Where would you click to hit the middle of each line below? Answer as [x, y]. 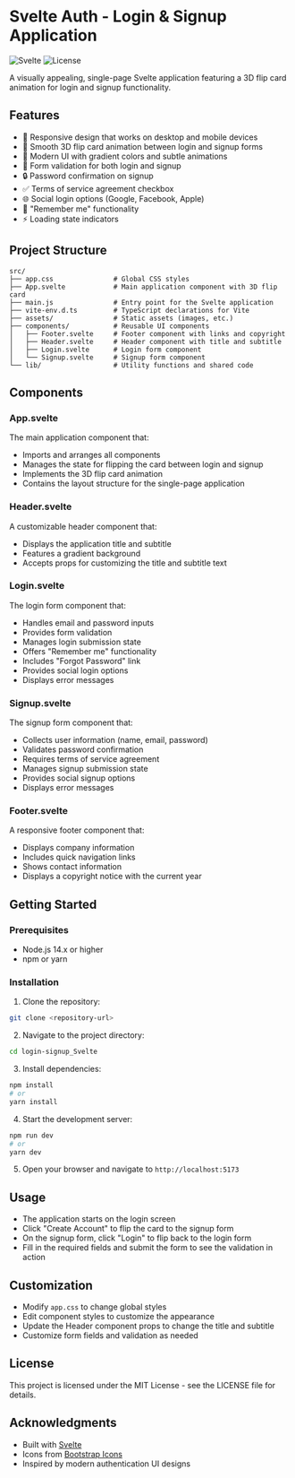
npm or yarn [45, 959]
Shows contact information [72, 867]
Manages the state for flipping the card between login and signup [143, 464]
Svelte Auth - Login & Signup [118, 17]
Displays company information [78, 848]
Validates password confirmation [83, 749]
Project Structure [58, 251]
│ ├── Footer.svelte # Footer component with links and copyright [147, 333]
